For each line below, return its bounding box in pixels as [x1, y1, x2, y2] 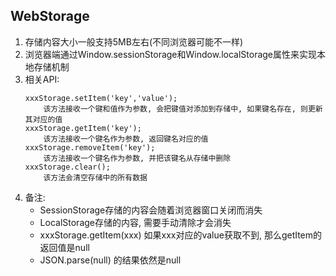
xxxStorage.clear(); [24, 162, 111, 172]
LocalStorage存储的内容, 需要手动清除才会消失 [39, 216, 232, 228]
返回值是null [39, 241, 90, 253]
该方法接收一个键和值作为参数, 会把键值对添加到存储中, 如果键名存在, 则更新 [43, 104, 323, 114]
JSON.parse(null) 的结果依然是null [39, 254, 182, 266]
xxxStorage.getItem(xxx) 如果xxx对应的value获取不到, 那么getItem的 [39, 229, 323, 241]
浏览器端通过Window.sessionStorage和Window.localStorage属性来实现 [24, 48, 318, 60]
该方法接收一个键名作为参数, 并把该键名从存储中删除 [43, 153, 232, 163]
